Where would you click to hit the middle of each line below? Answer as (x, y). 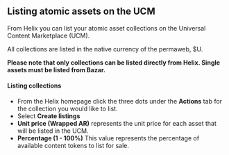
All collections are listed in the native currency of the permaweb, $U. (105, 49)
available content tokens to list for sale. (73, 146)
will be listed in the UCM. (53, 131)
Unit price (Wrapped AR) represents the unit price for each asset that (117, 124)
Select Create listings (49, 116)
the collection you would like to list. (67, 109)
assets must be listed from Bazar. (57, 70)
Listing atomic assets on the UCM (81, 11)
